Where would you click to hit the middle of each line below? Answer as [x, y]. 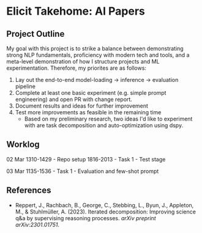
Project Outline [36, 34]
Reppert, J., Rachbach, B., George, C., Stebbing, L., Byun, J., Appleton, [104, 205]
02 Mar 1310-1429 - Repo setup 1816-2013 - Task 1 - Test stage [86, 159]
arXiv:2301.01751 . [37, 224]
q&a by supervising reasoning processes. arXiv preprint [85, 218]
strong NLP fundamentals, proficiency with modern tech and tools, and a [98, 55]
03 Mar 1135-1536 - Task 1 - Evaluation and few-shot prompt [83, 171]
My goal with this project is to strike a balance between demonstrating [95, 48]
